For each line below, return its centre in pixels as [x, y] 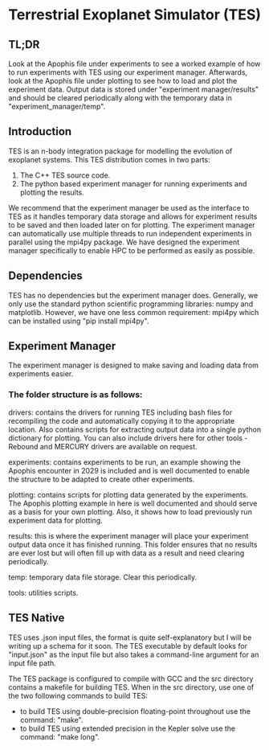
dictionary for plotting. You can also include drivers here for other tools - [128, 438]
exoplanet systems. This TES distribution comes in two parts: [109, 159]
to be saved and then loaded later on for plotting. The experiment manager [132, 225]
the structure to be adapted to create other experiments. [102, 479]
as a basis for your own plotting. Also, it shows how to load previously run [130, 511]
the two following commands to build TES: [78, 695]
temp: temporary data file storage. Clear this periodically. [103, 577]
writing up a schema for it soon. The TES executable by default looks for [128, 645]
